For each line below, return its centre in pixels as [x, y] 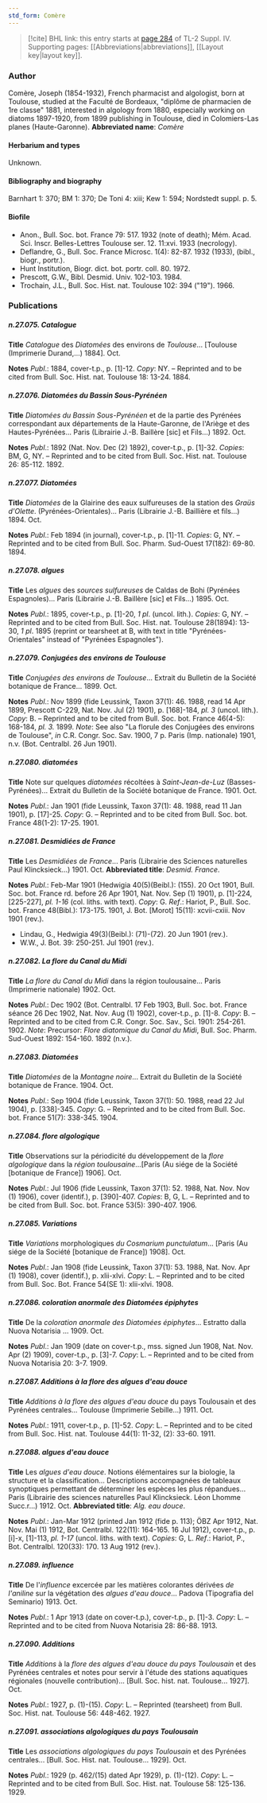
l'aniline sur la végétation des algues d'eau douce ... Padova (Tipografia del [131, 1593]
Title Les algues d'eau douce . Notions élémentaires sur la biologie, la [122, 1472]
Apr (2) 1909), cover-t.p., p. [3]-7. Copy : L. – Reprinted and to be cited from [131, 1355]
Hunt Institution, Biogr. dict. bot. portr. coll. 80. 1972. [105, 268]
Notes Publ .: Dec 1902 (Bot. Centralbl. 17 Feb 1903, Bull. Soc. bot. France [128, 1005]
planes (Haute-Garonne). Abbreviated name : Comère [96, 126]
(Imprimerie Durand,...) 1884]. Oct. [64, 353]
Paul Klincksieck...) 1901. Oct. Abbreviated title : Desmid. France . [114, 870]
